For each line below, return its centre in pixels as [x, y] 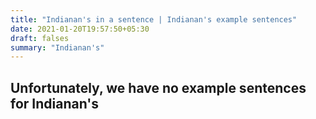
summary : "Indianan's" [57, 47]
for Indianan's [55, 103]
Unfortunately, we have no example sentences [158, 87]
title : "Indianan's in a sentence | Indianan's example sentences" [154, 19]
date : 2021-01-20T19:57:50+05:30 [80, 29]
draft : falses [40, 38]
